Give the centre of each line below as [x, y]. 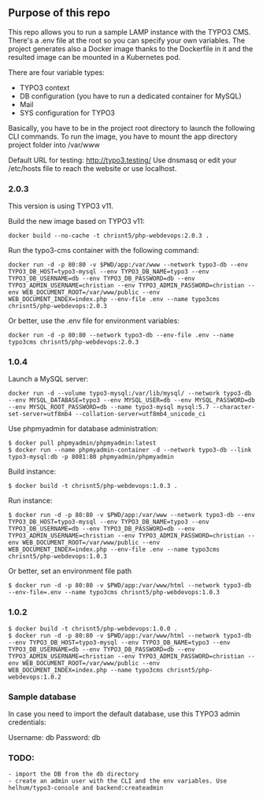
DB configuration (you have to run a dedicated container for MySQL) [130, 96]
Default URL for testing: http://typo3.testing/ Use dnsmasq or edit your [122, 160]
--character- [234, 407]
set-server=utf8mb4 [40, 414]
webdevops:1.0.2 [35, 677]
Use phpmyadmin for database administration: [83, 429]
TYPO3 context [44, 87]
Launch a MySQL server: [48, 379]
